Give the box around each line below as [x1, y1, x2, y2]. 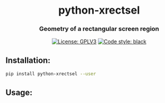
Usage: [5, 87, 33, 98]
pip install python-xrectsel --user [5, 71, 96, 77]
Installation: [5, 55, 51, 65]
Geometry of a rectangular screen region [39, 25, 160, 33]
